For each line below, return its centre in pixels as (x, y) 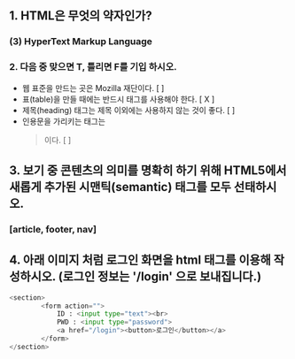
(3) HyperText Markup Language (81, 42)
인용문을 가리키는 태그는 (64, 121)
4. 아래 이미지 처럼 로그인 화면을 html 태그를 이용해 (140, 260)
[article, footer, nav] (53, 229)
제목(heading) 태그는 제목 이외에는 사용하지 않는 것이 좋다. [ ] (128, 110)
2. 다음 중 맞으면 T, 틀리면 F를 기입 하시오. (93, 67)
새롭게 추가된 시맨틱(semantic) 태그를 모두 (120, 187)
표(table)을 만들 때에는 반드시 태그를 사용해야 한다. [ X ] (118, 99)
